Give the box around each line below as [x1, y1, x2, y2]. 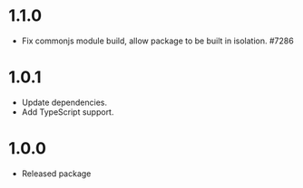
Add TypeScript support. [21, 106, 114, 117]
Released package [21, 168, 92, 179]
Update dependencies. [21, 97, 108, 108]
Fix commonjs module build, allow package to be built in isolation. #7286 [21, 35, 294, 46]
